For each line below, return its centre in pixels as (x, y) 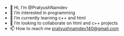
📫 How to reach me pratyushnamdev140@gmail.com (64, 28)
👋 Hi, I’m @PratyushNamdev (39, 8)
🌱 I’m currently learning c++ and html (48, 18)
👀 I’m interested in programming (42, 13)
